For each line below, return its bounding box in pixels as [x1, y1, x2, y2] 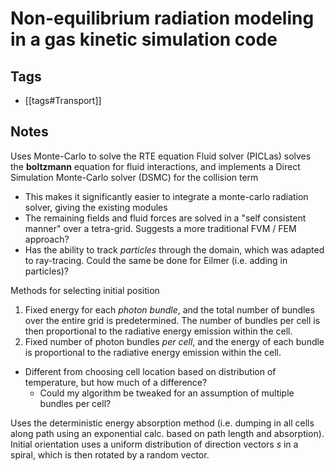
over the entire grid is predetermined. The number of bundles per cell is [24, 314, 321, 326]
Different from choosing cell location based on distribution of [24, 365, 277, 377]
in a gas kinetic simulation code [10, 28, 278, 51]
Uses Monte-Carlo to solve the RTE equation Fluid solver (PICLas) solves [10, 150, 312, 162]
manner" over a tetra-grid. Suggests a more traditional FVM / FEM [24, 222, 297, 234]
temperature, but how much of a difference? [24, 376, 208, 388]
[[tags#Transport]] [24, 95, 102, 106]
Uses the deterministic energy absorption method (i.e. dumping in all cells [10, 417, 315, 429]
